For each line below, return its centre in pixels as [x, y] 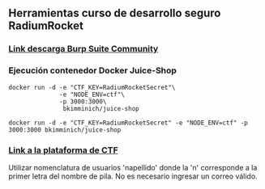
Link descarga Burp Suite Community [83, 49]
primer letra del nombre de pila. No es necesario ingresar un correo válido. [133, 176]
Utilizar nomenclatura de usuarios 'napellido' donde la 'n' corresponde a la [133, 167]
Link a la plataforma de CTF [64, 150]
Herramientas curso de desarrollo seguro [115, 13]
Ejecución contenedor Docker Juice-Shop [92, 70]
